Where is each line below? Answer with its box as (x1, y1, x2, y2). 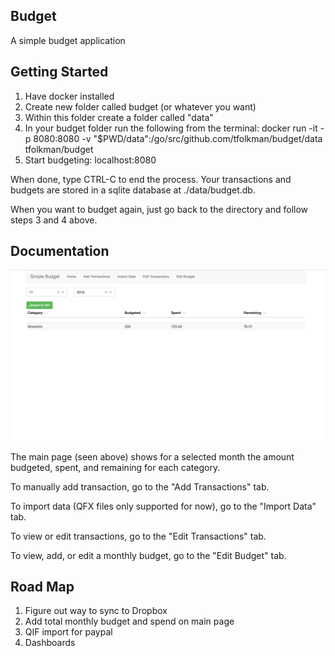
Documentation (10, 243, 110, 260)
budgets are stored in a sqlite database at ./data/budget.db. (10, 184, 256, 196)
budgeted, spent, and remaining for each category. (10, 461, 221, 473)
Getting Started (10, 64, 109, 81)
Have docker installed (24, 90, 115, 102)
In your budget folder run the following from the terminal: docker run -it (24, 122, 318, 134)
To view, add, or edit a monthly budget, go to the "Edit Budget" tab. (10, 549, 287, 561)
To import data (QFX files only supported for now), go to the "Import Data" (10, 500, 317, 512)
